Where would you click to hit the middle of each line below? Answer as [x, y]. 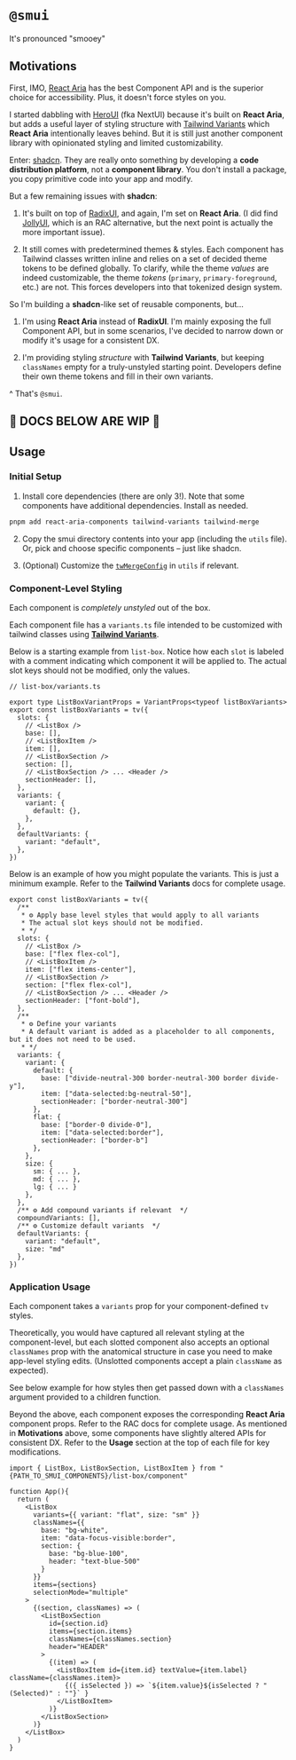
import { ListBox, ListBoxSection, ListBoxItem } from [113, 1468]
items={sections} [65, 1585]
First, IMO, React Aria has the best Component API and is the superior [136, 88]
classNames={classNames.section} [110, 1639]
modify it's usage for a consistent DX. [90, 340]
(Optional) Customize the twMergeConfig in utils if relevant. [130, 565]
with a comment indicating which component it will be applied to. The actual [148, 661]
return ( [33, 1500]
